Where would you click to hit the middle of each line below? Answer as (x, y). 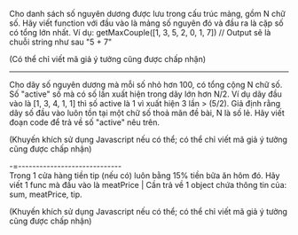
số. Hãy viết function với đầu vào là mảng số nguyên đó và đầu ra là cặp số (146, 23)
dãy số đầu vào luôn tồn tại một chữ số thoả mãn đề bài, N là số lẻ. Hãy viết (147, 113)
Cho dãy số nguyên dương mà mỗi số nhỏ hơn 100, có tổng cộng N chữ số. (146, 85)
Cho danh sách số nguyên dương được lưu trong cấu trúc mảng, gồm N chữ (147, 14)
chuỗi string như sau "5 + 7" (61, 42)
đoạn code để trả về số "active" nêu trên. (85, 122)
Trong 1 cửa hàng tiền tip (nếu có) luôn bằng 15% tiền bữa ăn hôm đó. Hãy (145, 176)
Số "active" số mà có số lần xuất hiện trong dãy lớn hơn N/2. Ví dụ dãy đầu (145, 94)
